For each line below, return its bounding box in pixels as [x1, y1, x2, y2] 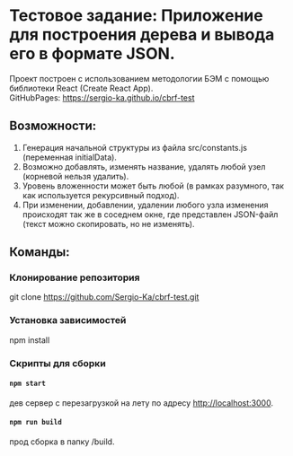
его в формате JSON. [9, 44, 175, 64]
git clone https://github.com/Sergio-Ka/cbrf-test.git [9, 292, 200, 303]
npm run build [9, 418, 63, 427]
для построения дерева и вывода [9, 24, 275, 45]
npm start [9, 379, 47, 389]
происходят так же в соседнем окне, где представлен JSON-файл [22, 208, 279, 220]
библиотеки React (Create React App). [9, 83, 154, 93]
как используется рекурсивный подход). [22, 189, 180, 200]
